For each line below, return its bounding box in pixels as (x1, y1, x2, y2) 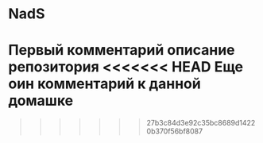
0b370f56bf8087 (146, 126, 203, 136)
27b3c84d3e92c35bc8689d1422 (146, 118, 256, 128)
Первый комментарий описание (8, 41, 236, 60)
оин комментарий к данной (8, 75, 201, 93)
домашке (8, 92, 74, 110)
